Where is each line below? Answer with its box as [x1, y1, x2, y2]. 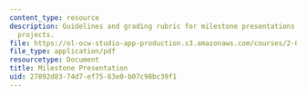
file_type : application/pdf [9, 47, 117, 56]
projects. [17, 30, 55, 39]
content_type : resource [9, 13, 100, 23]
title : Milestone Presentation [9, 64, 128, 73]
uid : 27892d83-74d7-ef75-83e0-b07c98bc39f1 [9, 72, 178, 81]
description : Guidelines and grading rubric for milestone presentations [9, 22, 296, 31]
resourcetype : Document [9, 55, 100, 64]
